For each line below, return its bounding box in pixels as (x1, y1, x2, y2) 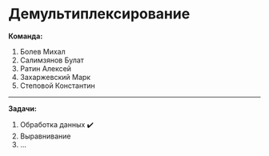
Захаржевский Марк (19, 72, 90, 82)
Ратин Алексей (19, 63, 72, 73)
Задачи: (8, 103, 38, 113)
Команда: (8, 31, 43, 41)
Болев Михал (19, 46, 66, 56)
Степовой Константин (19, 81, 95, 90)
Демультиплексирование (8, 5, 191, 23)
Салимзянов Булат (19, 55, 84, 65)
